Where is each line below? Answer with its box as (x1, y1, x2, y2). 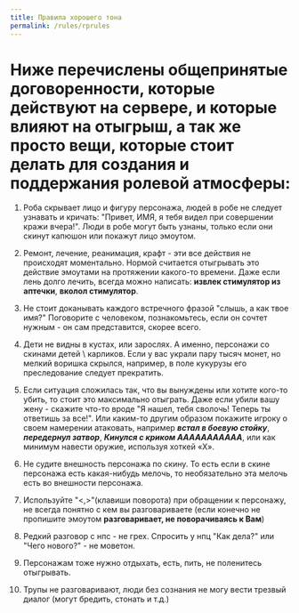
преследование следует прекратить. (22, 367, 164, 378)
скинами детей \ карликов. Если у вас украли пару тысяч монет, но (22, 349, 281, 359)
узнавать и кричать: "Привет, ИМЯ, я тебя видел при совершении (22, 212, 274, 222)
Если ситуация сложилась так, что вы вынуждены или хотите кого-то (22, 384, 288, 396)
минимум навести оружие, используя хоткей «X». (22, 441, 215, 452)
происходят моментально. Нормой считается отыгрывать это (22, 257, 260, 268)
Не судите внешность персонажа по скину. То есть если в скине (22, 459, 271, 470)
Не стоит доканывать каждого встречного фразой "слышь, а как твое (22, 303, 289, 314)
